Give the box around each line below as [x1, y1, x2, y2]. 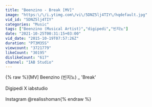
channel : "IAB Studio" [5, 60, 54, 65]
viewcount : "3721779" [5, 45, 52, 50]
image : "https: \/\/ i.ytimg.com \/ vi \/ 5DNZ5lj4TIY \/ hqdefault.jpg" [5, 12, 147, 17]
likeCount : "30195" [5, 50, 47, 55]
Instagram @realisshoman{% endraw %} [5, 96, 92, 102]
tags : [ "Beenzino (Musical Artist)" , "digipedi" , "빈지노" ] [5, 26, 128, 32]
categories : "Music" [5, 21, 50, 27]
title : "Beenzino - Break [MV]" [5, 7, 74, 13]
